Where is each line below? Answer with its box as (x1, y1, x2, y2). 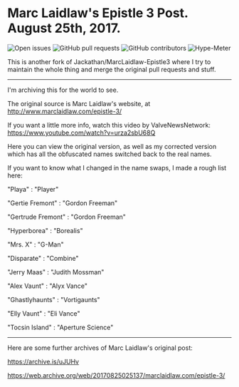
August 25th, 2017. (7, 20, 121, 36)
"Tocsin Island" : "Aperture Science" (7, 323, 114, 331)
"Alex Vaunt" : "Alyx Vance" (7, 282, 87, 290)
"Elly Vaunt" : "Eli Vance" (7, 309, 80, 318)
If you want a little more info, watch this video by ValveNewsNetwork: (7, 120, 211, 129)
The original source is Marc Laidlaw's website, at (7, 99, 151, 108)
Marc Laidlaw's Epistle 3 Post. (7, 5, 188, 21)
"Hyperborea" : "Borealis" (7, 226, 83, 234)
